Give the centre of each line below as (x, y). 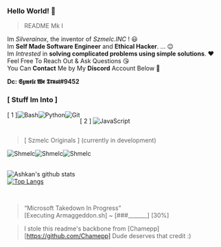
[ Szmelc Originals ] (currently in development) (90, 140)
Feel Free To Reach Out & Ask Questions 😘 (68, 61)
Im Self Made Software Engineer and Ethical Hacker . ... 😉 (90, 47)
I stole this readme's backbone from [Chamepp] (92, 228)
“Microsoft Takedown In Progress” (72, 208)
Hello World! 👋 (32, 11)
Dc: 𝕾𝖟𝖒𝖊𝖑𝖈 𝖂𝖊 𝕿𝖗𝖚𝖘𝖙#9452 (44, 82)
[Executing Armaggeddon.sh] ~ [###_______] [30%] (96, 215)
